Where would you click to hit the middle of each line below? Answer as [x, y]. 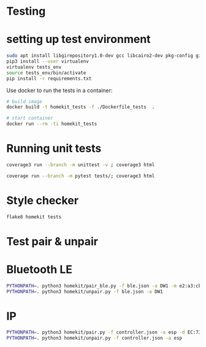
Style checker [42, 200]
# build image [25, 101]
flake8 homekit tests [34, 217]
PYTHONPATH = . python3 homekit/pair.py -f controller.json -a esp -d [96, 332]
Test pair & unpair [52, 241]
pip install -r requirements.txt [49, 78]
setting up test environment [79, 40]
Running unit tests [54, 149]
